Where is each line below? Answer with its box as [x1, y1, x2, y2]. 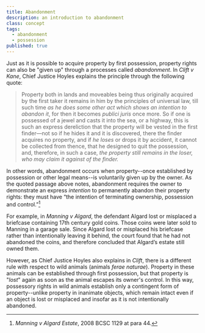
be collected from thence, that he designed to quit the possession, [21, 142, 189, 150]
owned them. [6, 245, 40, 252]
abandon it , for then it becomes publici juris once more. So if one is [21, 110, 191, 117]
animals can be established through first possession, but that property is [6, 269, 189, 277]
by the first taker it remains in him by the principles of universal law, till [21, 97, 198, 104]
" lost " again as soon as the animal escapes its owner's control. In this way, [6, 276, 194, 283]
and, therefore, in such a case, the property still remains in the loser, [21, 149, 193, 156]
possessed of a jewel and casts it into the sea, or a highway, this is [21, 116, 189, 124]
